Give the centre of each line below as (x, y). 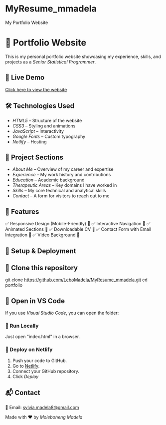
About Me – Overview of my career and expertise (63, 169)
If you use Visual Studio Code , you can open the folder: (62, 313)
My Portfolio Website (27, 22)
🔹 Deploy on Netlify (29, 350)
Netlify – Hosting (29, 142)
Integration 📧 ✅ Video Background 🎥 (42, 235)
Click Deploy (25, 376)
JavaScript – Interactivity (38, 131)
